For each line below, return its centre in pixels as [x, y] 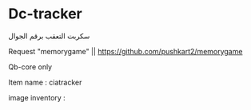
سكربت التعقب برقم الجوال [49, 36]
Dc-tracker [45, 14]
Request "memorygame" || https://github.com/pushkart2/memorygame [125, 51]
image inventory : [37, 97]
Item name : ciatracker [45, 82]
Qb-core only [30, 67]
